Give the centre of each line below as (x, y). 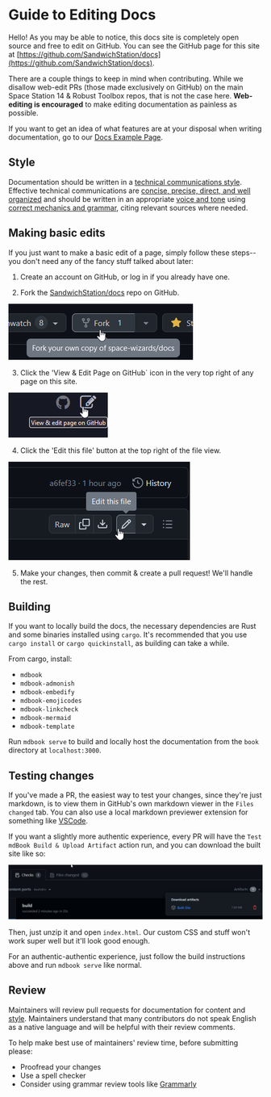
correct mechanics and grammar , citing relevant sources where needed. (128, 207)
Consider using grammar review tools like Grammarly (108, 1084)
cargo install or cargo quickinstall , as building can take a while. (119, 643)
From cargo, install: (40, 659)
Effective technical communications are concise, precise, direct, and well (130, 191)
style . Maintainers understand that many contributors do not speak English (132, 1018)
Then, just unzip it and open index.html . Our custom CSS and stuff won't (129, 932)
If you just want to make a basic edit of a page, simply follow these (119, 253)
